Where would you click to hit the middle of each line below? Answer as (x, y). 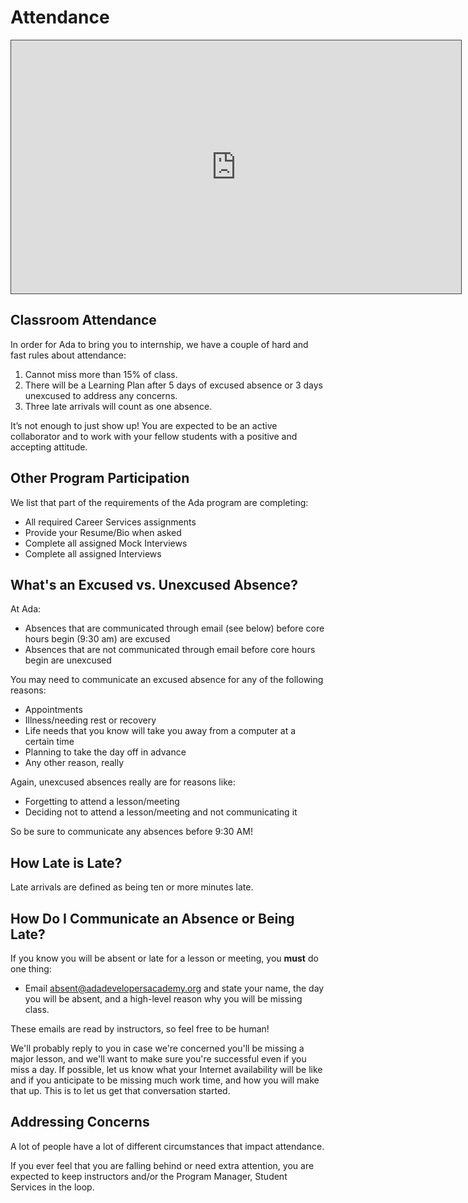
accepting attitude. (49, 447)
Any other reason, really (74, 763)
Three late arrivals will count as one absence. (118, 406)
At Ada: (26, 609)
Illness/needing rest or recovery (90, 720)
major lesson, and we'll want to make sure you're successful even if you (158, 1059)
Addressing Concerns (80, 1122)
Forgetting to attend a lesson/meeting (102, 802)
